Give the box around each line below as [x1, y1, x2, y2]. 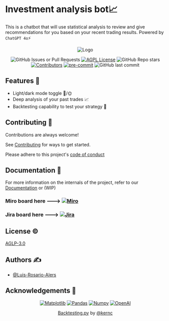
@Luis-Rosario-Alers [12, 272, 57, 278]
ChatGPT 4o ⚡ [5, 35, 31, 41]
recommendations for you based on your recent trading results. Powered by [5, 29, 164, 35]
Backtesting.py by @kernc [57, 310, 113, 316]
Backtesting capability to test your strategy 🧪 [12, 103, 107, 109]
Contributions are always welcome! [5, 132, 79, 138]
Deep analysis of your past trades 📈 [12, 96, 89, 102]
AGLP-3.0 [5, 240, 25, 246]
